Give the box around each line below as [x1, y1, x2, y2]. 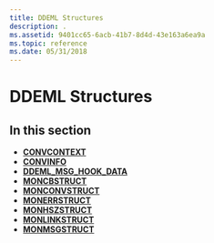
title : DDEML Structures [9, 13, 104, 23]
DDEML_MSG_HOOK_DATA [22, 166, 127, 177]
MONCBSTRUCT [22, 176, 87, 187]
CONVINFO [22, 157, 66, 167]
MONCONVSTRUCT [22, 186, 100, 197]
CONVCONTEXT [22, 147, 87, 157]
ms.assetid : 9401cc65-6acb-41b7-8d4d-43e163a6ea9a [9, 30, 206, 39]
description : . [9, 22, 67, 31]
